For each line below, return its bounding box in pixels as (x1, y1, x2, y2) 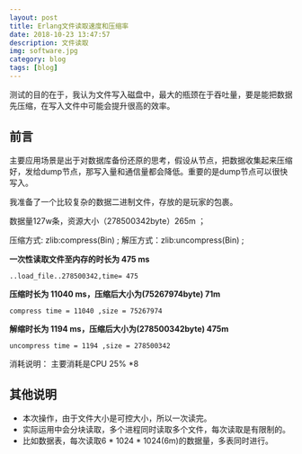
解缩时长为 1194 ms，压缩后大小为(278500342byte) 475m (9, 323, 229, 334)
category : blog (9, 55, 67, 64)
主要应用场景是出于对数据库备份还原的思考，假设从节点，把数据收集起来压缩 (9, 155, 293, 165)
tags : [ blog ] (9, 64, 58, 73)
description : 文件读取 (9, 38, 89, 48)
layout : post (9, 13, 58, 22)
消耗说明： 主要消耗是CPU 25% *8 (9, 358, 139, 369)
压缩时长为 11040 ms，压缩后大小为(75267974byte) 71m (9, 289, 221, 299)
